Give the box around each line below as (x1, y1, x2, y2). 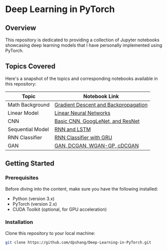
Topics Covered (5, 62, 56, 71)
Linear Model (8, 109, 39, 116)
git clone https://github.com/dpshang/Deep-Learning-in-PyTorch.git (5, 240, 151, 245)
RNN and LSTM (54, 126, 91, 133)
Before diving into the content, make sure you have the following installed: (5, 186, 158, 192)
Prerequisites (5, 175, 39, 182)
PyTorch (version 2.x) (12, 201, 57, 207)
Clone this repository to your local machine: (5, 230, 95, 236)
